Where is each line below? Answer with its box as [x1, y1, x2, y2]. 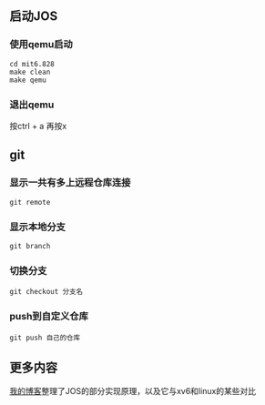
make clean [9, 67, 51, 76]
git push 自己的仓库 [9, 333, 80, 342]
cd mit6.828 [9, 59, 55, 68]
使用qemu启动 [9, 38, 73, 51]
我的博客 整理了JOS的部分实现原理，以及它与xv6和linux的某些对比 [9, 386, 257, 397]
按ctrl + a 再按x [9, 120, 67, 131]
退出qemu [9, 98, 55, 111]
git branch [9, 241, 51, 250]
